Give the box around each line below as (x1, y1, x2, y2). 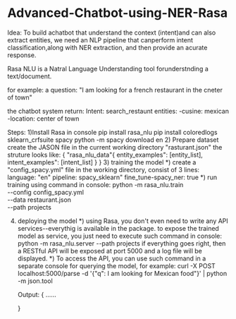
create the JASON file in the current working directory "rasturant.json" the (7, 143, 223, 151)
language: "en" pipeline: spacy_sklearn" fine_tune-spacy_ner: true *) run (7, 173, 217, 181)
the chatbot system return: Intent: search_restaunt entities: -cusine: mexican (7, 107, 229, 115)
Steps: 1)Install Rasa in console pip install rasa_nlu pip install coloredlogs (7, 128, 218, 136)
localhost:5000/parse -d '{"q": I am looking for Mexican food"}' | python (17, 269, 228, 277)
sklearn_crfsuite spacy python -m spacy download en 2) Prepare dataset (7, 136, 219, 144)
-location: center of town (7, 114, 80, 123)
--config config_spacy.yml (7, 188, 85, 196)
